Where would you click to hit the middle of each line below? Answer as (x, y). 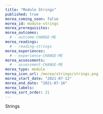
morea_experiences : (25, 51)
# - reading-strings (31, 46)
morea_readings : (22, 42)
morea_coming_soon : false (32, 19)
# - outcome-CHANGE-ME (33, 38)
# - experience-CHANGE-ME (36, 56)
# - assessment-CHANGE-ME (36, 65)
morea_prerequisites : (27, 28)
